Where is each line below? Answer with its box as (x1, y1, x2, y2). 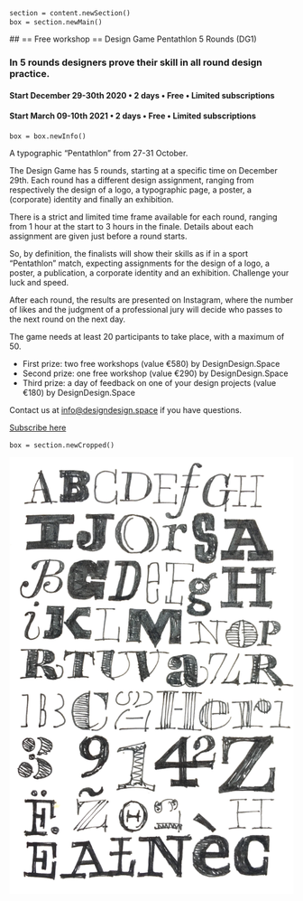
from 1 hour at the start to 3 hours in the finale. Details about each (9, 221, 254, 231)
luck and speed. (9, 277, 69, 287)
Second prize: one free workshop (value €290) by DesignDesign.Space (22, 368, 289, 379)
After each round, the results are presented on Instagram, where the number (9, 294, 294, 305)
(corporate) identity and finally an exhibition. (9, 193, 174, 204)
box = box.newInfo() (9, 131, 87, 141)
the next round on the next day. (9, 314, 126, 324)
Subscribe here (9, 422, 67, 433)
